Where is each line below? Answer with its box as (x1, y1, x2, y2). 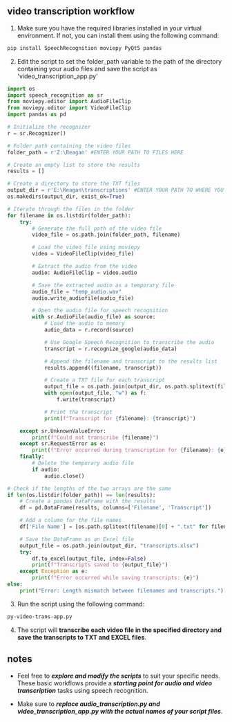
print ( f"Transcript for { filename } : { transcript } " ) (43, 415, 196, 422)
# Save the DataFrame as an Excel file (19, 536, 135, 543)
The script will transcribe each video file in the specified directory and (17, 626, 222, 634)
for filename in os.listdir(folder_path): (7, 212, 131, 219)
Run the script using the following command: (17, 599, 145, 608)
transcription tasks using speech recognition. (17, 686, 148, 694)
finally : (19, 453, 45, 460)
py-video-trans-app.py (7, 613, 72, 620)
